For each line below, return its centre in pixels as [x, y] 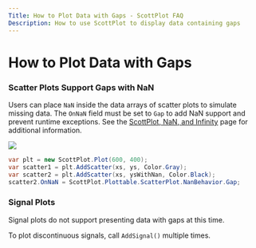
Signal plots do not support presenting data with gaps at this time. [116, 219]
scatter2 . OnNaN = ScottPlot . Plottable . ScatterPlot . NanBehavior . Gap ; [124, 182]
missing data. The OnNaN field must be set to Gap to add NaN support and [127, 113]
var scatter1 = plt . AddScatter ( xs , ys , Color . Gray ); [98, 167]
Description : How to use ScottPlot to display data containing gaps [124, 23]
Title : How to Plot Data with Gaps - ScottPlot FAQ [96, 16]
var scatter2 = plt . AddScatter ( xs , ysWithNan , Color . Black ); [112, 175]
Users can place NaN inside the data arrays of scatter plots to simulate [122, 104]
